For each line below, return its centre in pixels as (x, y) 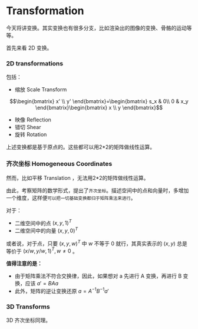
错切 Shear (28, 127)
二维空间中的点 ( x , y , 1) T (43, 222)
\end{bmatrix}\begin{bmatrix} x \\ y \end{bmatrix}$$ (99, 108)
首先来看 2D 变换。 (29, 48)
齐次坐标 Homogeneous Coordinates (59, 164)
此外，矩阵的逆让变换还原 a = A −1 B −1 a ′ (62, 290)
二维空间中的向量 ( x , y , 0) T (46, 230)
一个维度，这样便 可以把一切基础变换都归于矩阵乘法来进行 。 (71, 198)
